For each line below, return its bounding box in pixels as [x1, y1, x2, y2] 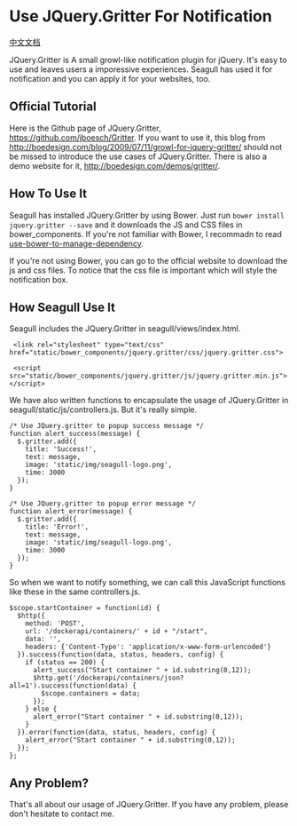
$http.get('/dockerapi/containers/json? [32, 673, 184, 683]
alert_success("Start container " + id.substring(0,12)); [32, 666, 252, 675]
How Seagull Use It [9, 299, 115, 314]
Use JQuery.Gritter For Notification [9, 6, 272, 27]
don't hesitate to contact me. [9, 808, 115, 819]
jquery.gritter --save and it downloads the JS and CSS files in [9, 219, 243, 230]
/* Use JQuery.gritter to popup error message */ [9, 499, 197, 508]
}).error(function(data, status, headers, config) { [17, 728, 216, 737]
